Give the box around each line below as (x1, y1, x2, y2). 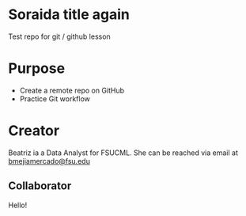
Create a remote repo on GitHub (19, 85, 125, 95)
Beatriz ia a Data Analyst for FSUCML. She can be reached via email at (8, 148, 239, 157)
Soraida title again (8, 6, 131, 24)
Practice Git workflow (19, 93, 91, 104)
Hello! (8, 200, 28, 210)
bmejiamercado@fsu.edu (8, 156, 91, 165)
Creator (8, 122, 60, 140)
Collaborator (8, 180, 72, 193)
